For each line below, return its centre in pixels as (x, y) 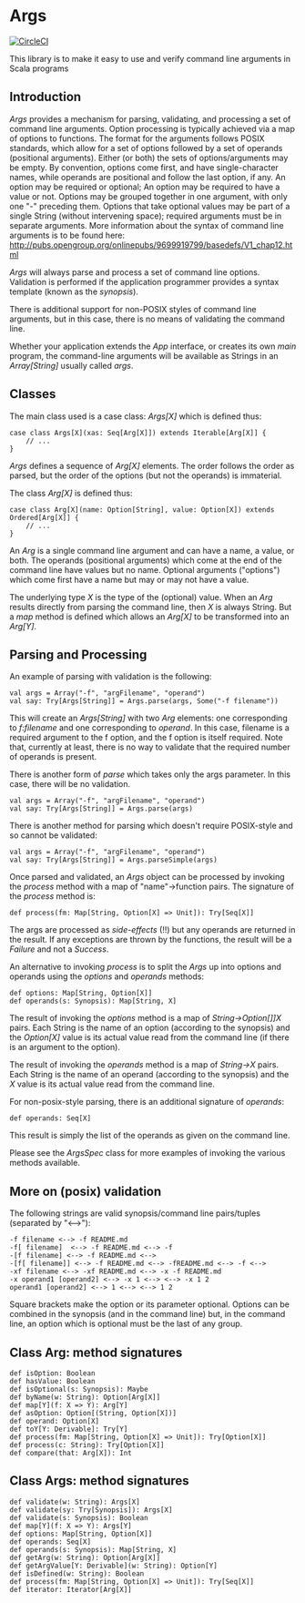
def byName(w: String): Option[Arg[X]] (85, 1397)
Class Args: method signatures (99, 1481)
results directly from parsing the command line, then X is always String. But (151, 607)
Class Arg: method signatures (96, 1352)
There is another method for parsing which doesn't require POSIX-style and (151, 826)
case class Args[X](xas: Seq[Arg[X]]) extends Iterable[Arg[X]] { (138, 433)
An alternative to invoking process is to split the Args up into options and (146, 967)
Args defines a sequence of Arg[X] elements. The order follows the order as (152, 465)
